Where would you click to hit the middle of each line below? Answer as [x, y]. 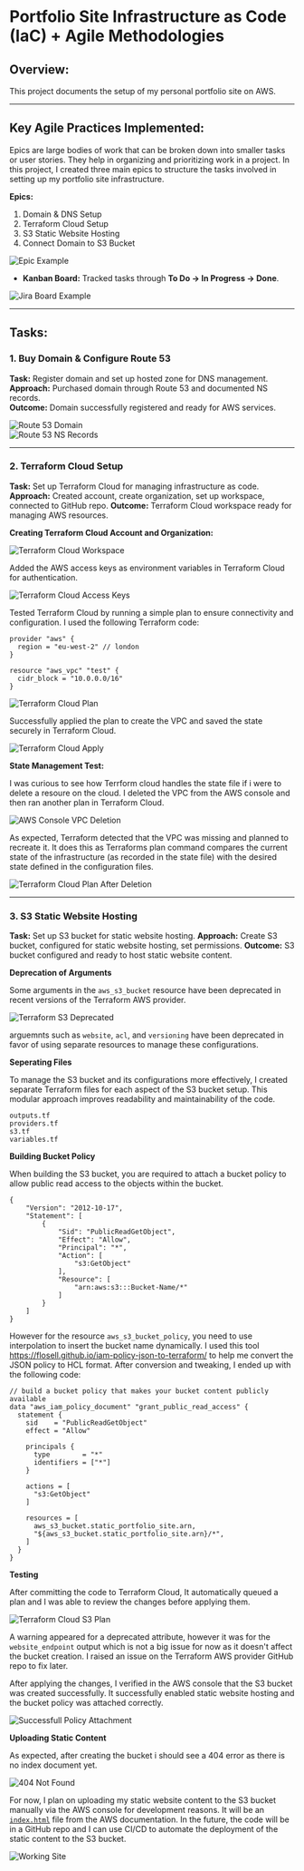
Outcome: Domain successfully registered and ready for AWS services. [142, 407]
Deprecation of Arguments [61, 973]
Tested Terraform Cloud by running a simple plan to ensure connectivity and [152, 612]
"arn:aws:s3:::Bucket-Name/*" [131, 1288]
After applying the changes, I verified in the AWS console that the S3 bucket [151, 1683]
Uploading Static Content [58, 1738]
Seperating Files [41, 1062]
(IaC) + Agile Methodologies [117, 36]
